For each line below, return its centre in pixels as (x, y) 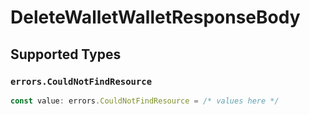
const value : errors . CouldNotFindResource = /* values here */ (145, 101)
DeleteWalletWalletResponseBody (155, 17)
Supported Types (66, 54)
